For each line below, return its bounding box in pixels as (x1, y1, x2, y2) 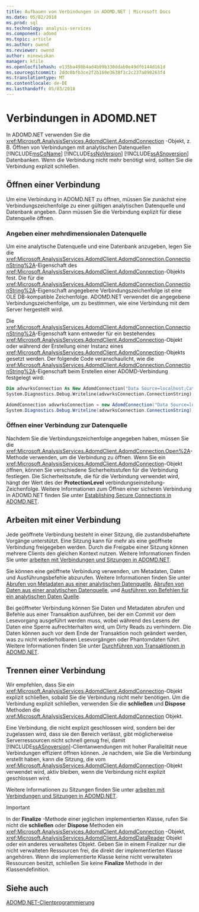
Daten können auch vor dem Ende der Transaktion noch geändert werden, (6, 630, 188, 637)
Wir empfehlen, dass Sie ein (6, 681, 75, 688)
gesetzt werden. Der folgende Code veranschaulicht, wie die (6, 355, 155, 362)
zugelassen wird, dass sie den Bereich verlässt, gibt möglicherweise (6, 730, 173, 738)
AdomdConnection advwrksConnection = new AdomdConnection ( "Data (6, 402, 168, 408)
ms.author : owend (6, 42, 49, 48)
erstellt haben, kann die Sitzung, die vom (6, 756, 106, 763)
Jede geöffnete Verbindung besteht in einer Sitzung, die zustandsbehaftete (6, 530, 191, 538)
